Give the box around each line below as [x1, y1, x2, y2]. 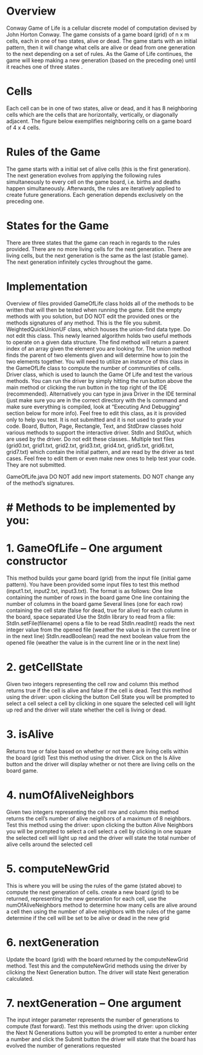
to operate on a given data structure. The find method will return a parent [6, 338, 189, 346]
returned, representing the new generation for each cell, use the [6, 895, 167, 902]
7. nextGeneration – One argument [6, 996, 182, 1010]
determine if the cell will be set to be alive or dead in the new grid [6, 914, 170, 921]
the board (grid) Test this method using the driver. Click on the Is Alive [6, 754, 181, 761]
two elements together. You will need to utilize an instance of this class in [6, 357, 189, 365]
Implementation [6, 280, 88, 293]
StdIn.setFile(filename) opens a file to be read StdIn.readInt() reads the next [6, 619, 195, 627]
